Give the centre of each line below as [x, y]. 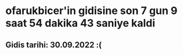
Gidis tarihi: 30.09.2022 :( [54, 45]
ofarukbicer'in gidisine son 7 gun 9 [91, 11]
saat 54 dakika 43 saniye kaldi [80, 23]
